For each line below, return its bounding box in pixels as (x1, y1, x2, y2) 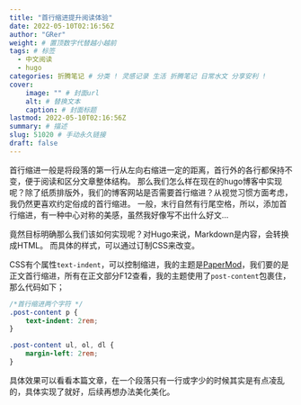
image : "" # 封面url (25, 88, 100, 97)
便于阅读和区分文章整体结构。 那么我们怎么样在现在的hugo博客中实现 (24, 175, 283, 186)
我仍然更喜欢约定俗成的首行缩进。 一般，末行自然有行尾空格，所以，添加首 (9, 198, 288, 209)
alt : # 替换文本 (25, 96, 81, 106)
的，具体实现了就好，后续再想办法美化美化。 (9, 386, 175, 397)
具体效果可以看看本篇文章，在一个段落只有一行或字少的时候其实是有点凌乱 (9, 374, 285, 385)
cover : (9, 80, 34, 89)
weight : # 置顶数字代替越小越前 (9, 38, 117, 48)
